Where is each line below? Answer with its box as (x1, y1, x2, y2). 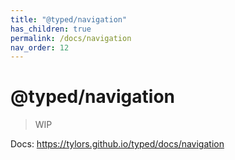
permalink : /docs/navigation (10, 33, 132, 43)
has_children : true (10, 24, 92, 34)
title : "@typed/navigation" (10, 14, 128, 25)
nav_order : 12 (10, 42, 70, 53)
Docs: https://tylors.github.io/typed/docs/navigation (10, 138, 225, 150)
